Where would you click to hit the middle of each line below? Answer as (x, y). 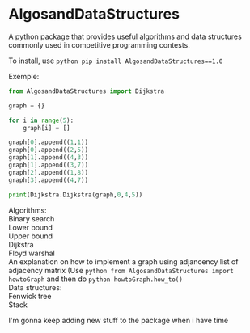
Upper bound (31, 236)
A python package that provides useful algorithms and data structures (125, 36)
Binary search (32, 218)
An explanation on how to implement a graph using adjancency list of (123, 261)
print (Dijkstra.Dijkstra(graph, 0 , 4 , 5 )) (76, 195)
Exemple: (24, 76)
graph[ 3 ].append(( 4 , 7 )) (49, 180)
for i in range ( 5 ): (41, 120)
